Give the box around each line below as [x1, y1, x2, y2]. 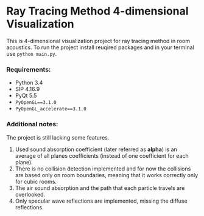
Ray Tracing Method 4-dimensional [6, 4, 189, 18]
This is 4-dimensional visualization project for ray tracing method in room [6, 37, 191, 44]
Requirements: [6, 65, 51, 73]
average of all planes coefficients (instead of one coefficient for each [15, 152, 189, 159]
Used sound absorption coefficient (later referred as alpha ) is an [15, 146, 178, 153]
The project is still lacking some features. [6, 133, 110, 141]
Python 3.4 [15, 79, 43, 86]
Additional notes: [6, 120, 58, 129]
